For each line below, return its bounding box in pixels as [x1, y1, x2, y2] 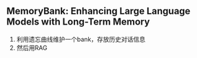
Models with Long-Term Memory [6, 16, 150, 28]
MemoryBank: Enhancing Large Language [6, 5, 191, 17]
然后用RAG [16, 44, 48, 52]
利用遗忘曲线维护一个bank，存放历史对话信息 [16, 35, 146, 43]
